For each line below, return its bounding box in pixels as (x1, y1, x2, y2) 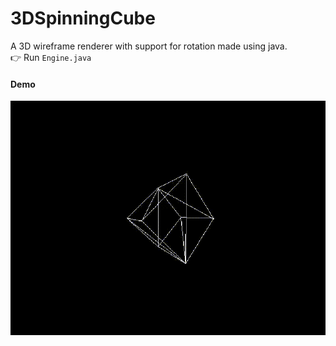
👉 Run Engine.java (10, 51, 92, 63)
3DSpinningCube (10, 7, 156, 30)
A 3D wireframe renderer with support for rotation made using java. (10, 40, 288, 52)
